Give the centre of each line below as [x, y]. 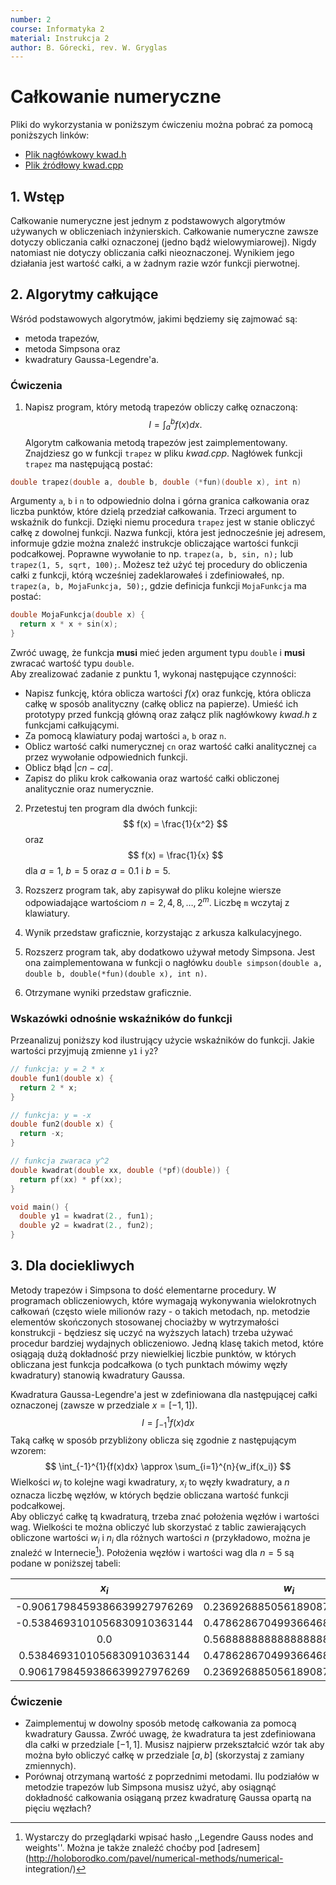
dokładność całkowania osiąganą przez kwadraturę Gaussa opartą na [168, 1798]
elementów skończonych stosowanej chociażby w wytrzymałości [145, 1322]
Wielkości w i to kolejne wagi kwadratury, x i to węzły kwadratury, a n [150, 1483]
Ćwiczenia [36, 385]
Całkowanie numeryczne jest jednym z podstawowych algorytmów [148, 220]
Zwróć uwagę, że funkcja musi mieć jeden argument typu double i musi [158, 653]
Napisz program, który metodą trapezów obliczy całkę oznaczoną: [161, 407]
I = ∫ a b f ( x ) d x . [175, 425]
